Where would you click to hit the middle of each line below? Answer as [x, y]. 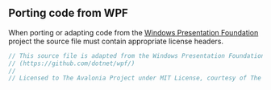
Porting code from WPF [69, 13]
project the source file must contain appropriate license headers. [116, 41]
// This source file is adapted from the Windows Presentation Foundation [137, 55]
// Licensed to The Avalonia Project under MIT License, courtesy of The [135, 78]
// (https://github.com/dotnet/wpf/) [72, 63]
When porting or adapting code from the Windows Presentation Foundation [133, 32]
